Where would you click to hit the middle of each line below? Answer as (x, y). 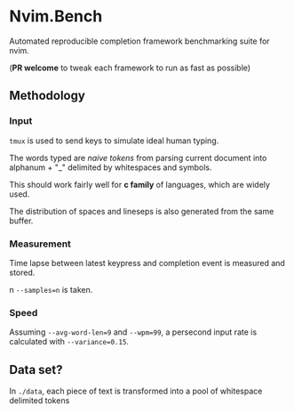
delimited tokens (40, 401)
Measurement (40, 244)
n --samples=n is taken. (51, 289)
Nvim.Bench (56, 16)
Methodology (48, 96)
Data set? (36, 370)
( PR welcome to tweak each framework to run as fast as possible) (130, 68)
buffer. (21, 221)
